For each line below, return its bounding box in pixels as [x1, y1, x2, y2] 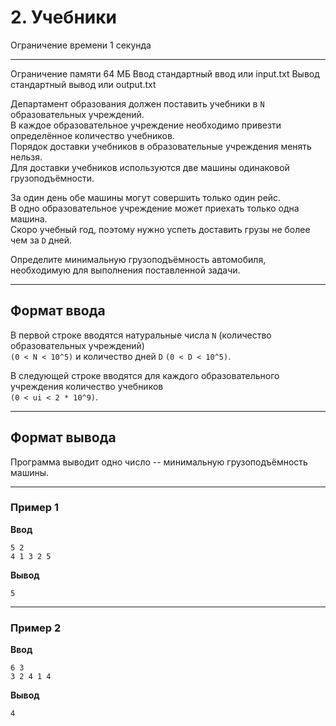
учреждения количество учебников [10, 380, 164, 392]
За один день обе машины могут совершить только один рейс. [10, 191, 282, 203]
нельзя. [10, 151, 43, 163]
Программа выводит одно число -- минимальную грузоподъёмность [10, 456, 308, 468]
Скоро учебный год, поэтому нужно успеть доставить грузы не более [10, 223, 311, 235]
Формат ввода [10, 302, 106, 320]
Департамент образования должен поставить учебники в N [10, 97, 265, 110]
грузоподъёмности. [10, 172, 95, 184]
